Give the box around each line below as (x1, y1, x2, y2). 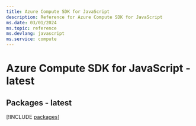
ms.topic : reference (6, 25, 57, 31)
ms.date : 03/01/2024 (6, 20, 57, 25)
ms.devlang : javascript (6, 31, 65, 37)
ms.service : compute (6, 36, 57, 42)
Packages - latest (6, 98, 72, 108)
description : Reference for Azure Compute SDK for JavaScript (6, 14, 163, 20)
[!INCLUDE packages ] (6, 114, 60, 120)
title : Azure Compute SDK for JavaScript (6, 8, 110, 15)
